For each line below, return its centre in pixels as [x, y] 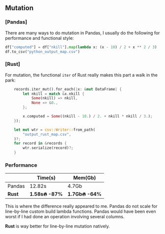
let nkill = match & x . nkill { [54, 94]
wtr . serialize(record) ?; [48, 148]
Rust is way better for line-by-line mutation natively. [58, 226]
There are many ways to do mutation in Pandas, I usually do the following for [82, 33]
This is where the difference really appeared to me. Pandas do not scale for [81, 206]
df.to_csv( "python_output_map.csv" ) [42, 52]
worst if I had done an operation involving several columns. [65, 217]
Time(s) [46, 178]
